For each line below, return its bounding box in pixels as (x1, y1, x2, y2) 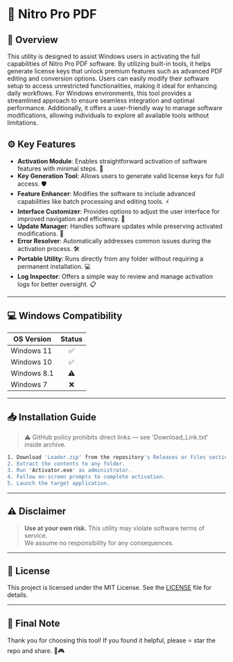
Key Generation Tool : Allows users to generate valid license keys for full (17, 171, 224, 180)
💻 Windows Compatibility (7, 310, 123, 322)
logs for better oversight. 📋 (17, 280, 97, 288)
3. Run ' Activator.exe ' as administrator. (7, 467, 132, 474)
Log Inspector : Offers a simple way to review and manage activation (17, 272, 214, 280)
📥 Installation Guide (7, 412, 97, 424)
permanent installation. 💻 (17, 262, 92, 270)
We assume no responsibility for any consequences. (24, 539, 175, 547)
